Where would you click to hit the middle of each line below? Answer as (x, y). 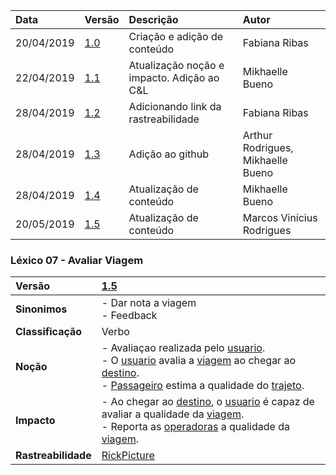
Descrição (153, 19)
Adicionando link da (175, 106)
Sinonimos (41, 309)
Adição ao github (169, 154)
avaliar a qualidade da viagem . (173, 414)
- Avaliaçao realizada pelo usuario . (183, 348)
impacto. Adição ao (174, 77)
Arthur (257, 135)
